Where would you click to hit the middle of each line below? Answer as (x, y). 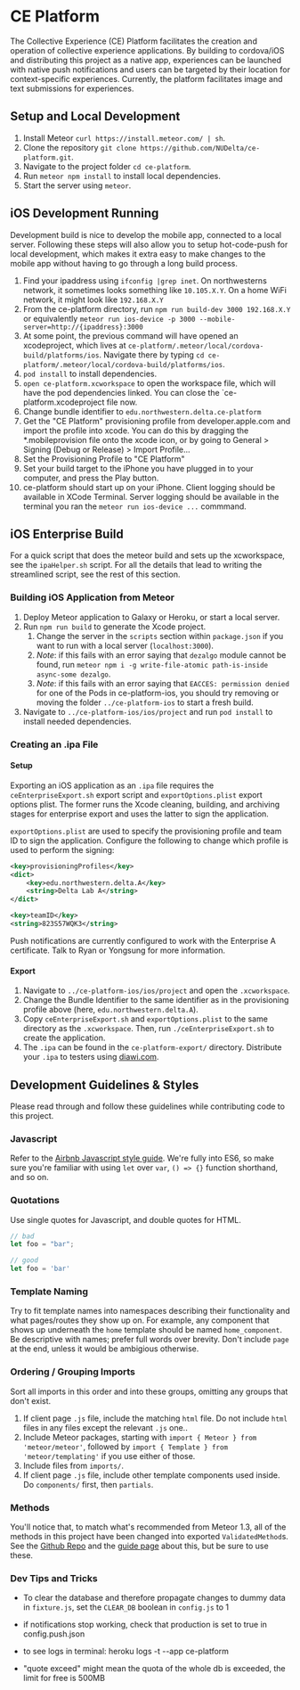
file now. (122, 402)
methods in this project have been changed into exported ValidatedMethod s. (149, 1536)
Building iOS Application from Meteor (93, 597)
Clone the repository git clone (80, 147)
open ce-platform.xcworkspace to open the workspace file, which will (150, 383)
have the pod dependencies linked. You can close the (122, 392)
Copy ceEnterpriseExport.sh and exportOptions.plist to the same (145, 1019)
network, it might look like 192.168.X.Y (93, 299)
